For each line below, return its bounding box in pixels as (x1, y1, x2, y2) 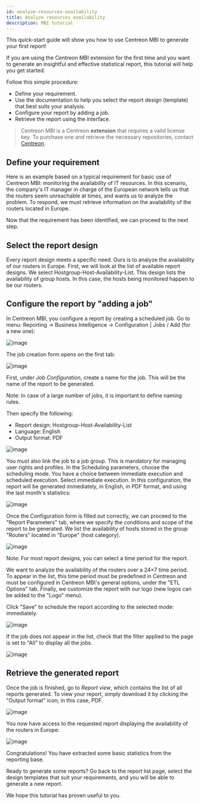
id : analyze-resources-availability (6, 8, 97, 15)
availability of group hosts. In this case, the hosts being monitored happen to (6, 275, 195, 282)
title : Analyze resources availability (6, 14, 106, 20)
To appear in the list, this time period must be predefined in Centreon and (6, 572, 187, 579)
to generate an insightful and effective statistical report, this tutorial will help (6, 60, 193, 68)
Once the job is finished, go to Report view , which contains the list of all (6, 684, 183, 691)
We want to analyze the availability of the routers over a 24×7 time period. (6, 566, 188, 573)
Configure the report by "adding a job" (6, 299, 153, 309)
